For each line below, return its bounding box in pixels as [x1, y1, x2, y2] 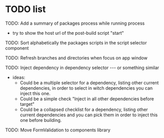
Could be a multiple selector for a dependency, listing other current [20, 80, 159, 86]
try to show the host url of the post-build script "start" [12, 30, 124, 36]
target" [20, 101, 35, 107]
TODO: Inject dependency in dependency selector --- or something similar [5, 64, 159, 71]
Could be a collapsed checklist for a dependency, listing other [20, 106, 148, 112]
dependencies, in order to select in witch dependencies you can [20, 85, 153, 91]
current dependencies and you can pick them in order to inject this [20, 112, 158, 118]
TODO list [5, 4, 46, 15]
